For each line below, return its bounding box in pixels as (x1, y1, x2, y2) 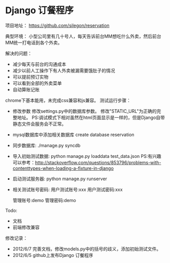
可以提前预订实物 (12, 74, 49, 80)
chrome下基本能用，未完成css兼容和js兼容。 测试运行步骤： (5, 97, 131, 103)
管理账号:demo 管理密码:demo (12, 197, 76, 203)
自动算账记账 (12, 86, 40, 92)
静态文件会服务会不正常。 (12, 120, 66, 127)
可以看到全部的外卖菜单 (12, 80, 62, 86)
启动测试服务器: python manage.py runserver (12, 176, 108, 182)
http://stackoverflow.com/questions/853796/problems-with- (35, 159, 161, 166)
